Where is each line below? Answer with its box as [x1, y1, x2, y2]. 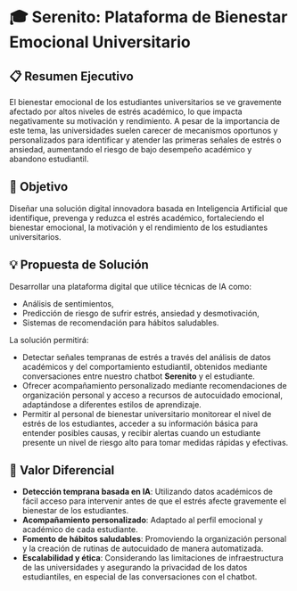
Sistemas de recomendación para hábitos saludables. [21, 317, 219, 328]
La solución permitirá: [9, 334, 89, 345]
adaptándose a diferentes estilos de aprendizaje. [21, 398, 202, 410]
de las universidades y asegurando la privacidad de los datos [21, 562, 248, 573]
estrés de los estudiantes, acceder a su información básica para [21, 418, 259, 429]
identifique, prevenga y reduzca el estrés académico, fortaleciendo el [9, 212, 265, 223]
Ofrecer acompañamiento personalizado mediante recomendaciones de [21, 380, 287, 390]
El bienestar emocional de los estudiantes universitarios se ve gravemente [9, 97, 283, 107]
